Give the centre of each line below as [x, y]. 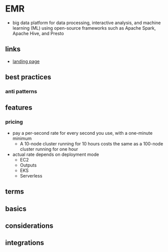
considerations [29, 226]
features [19, 108]
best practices [28, 77]
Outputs [28, 165]
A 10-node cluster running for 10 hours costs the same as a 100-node [92, 143]
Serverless [31, 176]
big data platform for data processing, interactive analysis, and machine [87, 23]
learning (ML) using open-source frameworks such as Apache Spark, [84, 28]
